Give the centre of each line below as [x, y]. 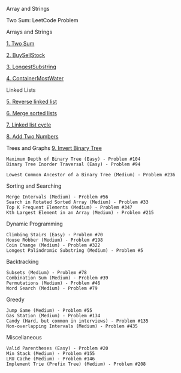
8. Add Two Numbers [32, 136]
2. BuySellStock [26, 55]
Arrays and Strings [29, 32]
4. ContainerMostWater [35, 78]
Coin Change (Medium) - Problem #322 [53, 245]
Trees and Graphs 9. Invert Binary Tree [54, 148]
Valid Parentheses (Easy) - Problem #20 [58, 348]
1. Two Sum [20, 43]
